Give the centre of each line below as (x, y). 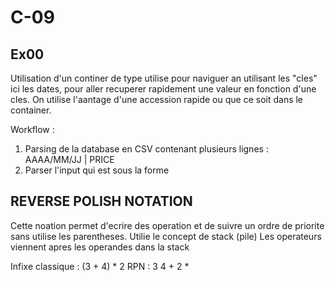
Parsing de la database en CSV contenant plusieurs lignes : (146, 149)
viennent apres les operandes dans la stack (100, 247)
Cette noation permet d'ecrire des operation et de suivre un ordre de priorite (167, 225)
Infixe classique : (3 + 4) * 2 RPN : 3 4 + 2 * (100, 266)
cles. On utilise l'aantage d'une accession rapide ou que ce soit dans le (157, 99)
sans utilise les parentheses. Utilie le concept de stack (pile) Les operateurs (166, 236)
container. (31, 110)
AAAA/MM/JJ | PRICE (69, 159)
